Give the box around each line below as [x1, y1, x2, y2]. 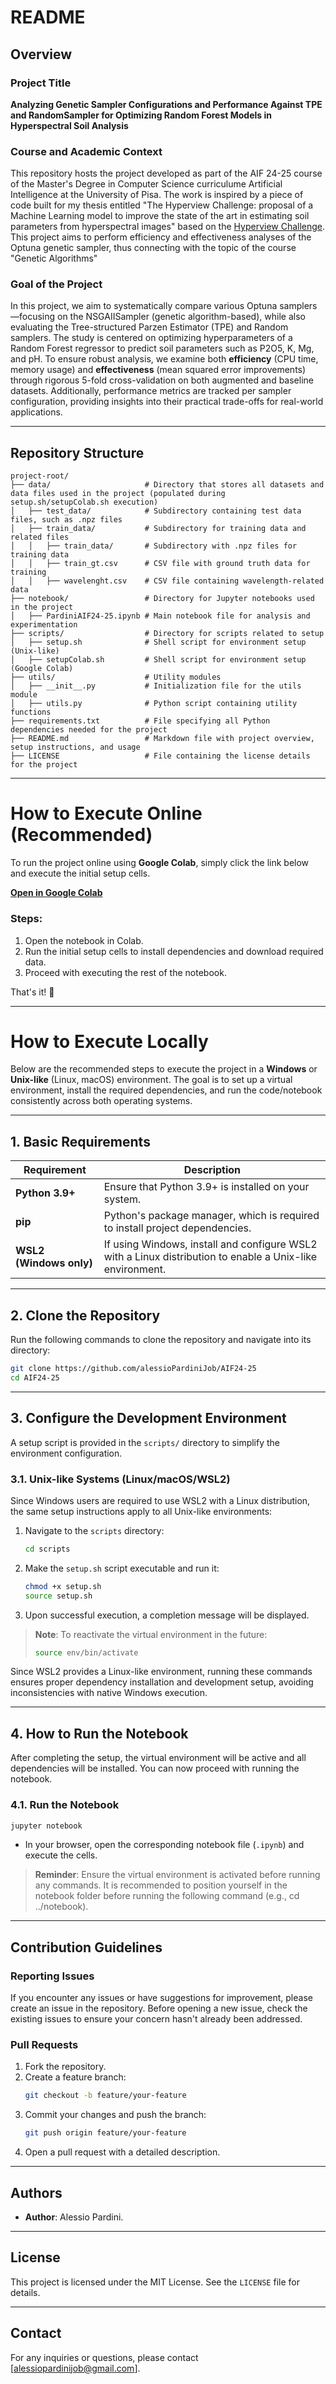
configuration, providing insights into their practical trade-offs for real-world [10, 396, 324, 408]
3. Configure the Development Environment [10, 1410, 287, 1427]
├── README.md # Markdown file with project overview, [10, 734, 315, 744]
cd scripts [24, 1544, 71, 1554]
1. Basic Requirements [10, 1133, 151, 1150]
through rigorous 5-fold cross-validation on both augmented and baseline [10, 374, 314, 386]
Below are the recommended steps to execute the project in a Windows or [10, 1063, 318, 1075]
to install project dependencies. [103, 1221, 252, 1235]
